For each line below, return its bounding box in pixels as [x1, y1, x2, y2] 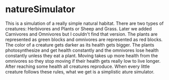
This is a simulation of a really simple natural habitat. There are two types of [5, 20, 164, 26]
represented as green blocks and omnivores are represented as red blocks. [5, 36, 163, 43]
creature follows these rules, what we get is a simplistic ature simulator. [5, 68, 155, 74]
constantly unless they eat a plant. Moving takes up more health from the [5, 52, 158, 59]
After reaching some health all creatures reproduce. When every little [5, 63, 150, 69]
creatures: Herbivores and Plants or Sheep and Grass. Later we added [5, 25, 152, 31]
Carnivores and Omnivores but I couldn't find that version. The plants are [5, 31, 158, 37]
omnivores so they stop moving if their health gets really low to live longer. [5, 58, 161, 64]
